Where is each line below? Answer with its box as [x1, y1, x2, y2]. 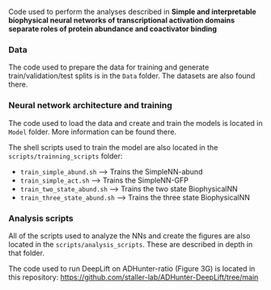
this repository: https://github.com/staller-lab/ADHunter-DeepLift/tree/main [8, 272, 259, 282]
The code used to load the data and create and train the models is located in [8, 118, 263, 128]
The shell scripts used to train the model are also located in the [8, 142, 218, 152]
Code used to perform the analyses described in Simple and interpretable [8, 7, 256, 16]
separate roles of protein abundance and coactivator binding [8, 24, 217, 33]
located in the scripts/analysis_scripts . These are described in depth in [8, 239, 253, 249]
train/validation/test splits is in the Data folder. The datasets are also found [8, 71, 256, 81]
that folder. [8, 248, 44, 258]
